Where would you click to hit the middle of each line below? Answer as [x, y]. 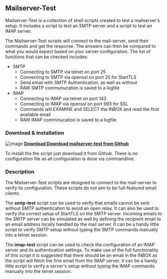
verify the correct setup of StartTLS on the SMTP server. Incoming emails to [83, 214]
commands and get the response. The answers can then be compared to [80, 46]
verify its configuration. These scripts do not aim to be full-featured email [81, 188]
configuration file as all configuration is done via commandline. [70, 159]
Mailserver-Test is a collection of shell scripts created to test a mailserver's [83, 20]
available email [35, 114]
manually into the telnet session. [38, 271]
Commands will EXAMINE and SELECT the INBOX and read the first [90, 109]
